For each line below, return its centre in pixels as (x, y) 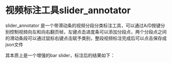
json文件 (14, 44)
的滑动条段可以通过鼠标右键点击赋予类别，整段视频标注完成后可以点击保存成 (86, 38)
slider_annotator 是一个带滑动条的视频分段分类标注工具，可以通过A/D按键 (83, 25)
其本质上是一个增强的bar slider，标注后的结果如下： (60, 55)
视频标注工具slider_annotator (68, 10)
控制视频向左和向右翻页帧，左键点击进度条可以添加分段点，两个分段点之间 (88, 31)
